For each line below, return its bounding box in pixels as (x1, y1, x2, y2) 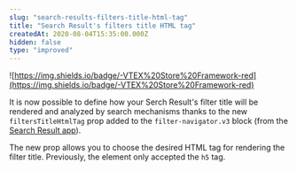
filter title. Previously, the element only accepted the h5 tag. (9, 152, 226, 162)
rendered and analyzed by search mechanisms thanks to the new (9, 106, 248, 117)
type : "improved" (9, 46, 74, 55)
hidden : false (9, 37, 62, 47)
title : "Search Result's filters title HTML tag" (9, 21, 197, 30)
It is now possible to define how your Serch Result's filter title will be (9, 97, 259, 107)
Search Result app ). (9, 125, 82, 136)
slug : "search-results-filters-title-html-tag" (9, 12, 189, 22)
